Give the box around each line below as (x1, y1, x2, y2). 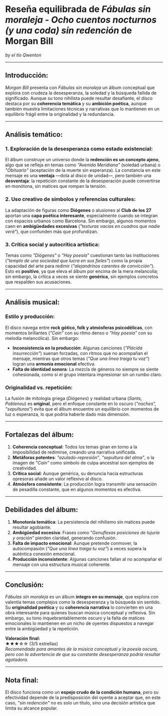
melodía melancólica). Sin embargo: (5, 335, 79, 341)
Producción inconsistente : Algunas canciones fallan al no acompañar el (12, 556, 162, 562)
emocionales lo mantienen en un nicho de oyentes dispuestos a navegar (5, 620, 154, 626)
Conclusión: (5, 581, 44, 589)
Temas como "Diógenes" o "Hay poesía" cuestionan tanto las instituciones (5, 252, 159, 258)
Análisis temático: (5, 130, 63, 139)
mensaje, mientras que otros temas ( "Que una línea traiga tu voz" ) (12, 355, 150, 362)
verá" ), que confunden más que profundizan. (5, 228, 98, 234)
